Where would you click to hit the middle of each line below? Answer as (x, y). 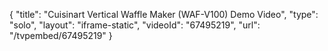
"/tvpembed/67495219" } (61, 35)
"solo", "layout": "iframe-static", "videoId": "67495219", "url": (135, 25)
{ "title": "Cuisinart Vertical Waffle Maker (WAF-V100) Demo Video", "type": (164, 14)
